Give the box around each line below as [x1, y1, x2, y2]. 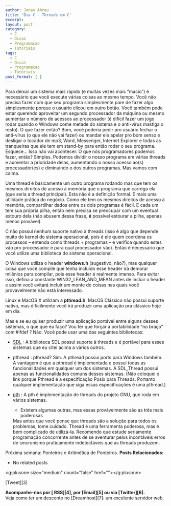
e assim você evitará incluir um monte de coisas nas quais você [5, 282, 139, 288]
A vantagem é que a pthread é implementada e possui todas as [12, 360, 146, 366]
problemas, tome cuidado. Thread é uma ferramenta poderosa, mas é [12, 423, 159, 429]
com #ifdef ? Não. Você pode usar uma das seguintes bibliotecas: [5, 329, 144, 335]
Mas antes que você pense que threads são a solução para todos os [12, 418, 157, 424]
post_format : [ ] [5, 74, 42, 80]
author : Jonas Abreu [5, 7, 50, 13]
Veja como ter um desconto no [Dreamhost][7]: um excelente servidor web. [5, 495, 164, 501]
